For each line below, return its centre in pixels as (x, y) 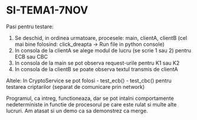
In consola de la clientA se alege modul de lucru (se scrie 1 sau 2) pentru (103, 50)
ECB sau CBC (31, 56)
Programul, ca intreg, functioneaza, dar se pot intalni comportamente (90, 98)
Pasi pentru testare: (30, 26)
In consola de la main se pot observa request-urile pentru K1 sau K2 (97, 63)
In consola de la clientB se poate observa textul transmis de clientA (96, 69)
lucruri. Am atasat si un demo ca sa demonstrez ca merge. (77, 111)
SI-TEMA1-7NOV (47, 10)
